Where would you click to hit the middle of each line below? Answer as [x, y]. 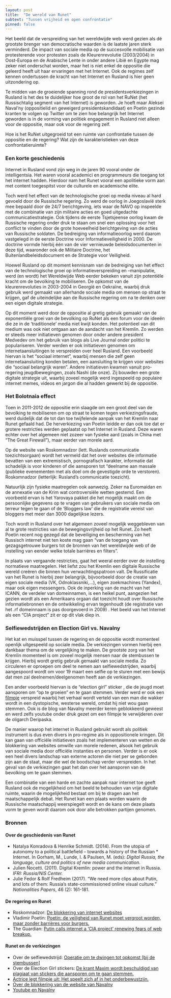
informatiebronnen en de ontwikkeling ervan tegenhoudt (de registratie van [84, 604]
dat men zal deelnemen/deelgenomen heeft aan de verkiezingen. [74, 677]
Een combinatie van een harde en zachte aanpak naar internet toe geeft [80, 782]
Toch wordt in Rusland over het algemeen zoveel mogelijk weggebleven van [85, 523]
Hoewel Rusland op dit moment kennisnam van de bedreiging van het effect [85, 265]
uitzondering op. [22, 82]
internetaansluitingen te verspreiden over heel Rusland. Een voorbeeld [79, 351]
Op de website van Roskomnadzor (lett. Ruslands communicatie [72, 450]
